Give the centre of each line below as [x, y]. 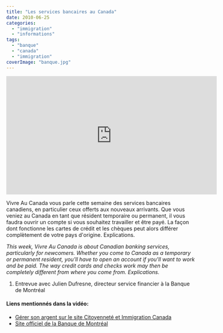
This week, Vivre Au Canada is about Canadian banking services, [88, 246]
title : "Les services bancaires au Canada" [62, 12]
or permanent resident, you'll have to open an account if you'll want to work [101, 259]
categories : [21, 23]
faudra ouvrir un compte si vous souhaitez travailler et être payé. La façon [98, 222]
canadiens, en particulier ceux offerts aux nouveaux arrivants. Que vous [96, 209]
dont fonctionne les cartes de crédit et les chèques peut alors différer [92, 228]
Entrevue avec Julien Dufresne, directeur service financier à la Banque [102, 284]
